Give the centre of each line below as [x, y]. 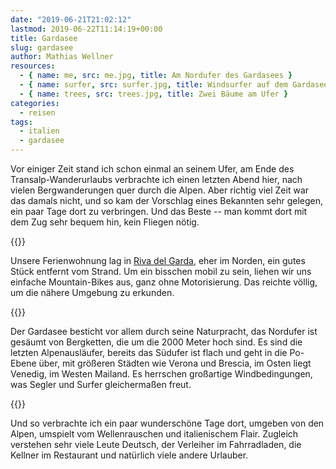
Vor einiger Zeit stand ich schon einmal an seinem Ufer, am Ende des [152, 169]
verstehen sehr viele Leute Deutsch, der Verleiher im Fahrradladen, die [156, 444]
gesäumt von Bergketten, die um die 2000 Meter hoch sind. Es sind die [156, 342]
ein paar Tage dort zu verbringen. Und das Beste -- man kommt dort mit [159, 211]
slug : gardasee [42, 47]
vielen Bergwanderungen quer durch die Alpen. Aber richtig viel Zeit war [160, 190]
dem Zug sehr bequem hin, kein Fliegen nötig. [105, 222]
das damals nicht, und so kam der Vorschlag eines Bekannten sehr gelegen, [166, 200]
